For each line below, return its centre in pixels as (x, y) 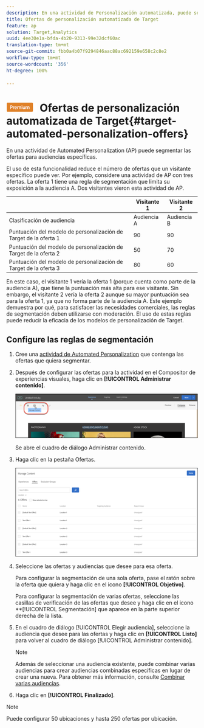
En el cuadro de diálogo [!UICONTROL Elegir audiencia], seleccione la (102, 628)
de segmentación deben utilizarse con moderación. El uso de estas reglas (99, 314)
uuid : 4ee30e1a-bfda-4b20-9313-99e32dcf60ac (63, 39)
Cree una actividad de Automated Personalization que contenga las (99, 354)
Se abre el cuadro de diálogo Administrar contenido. (80, 448)
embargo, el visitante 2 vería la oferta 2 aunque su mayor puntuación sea (98, 294)
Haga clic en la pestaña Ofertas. (55, 460)
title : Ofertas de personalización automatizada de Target (83, 19)
